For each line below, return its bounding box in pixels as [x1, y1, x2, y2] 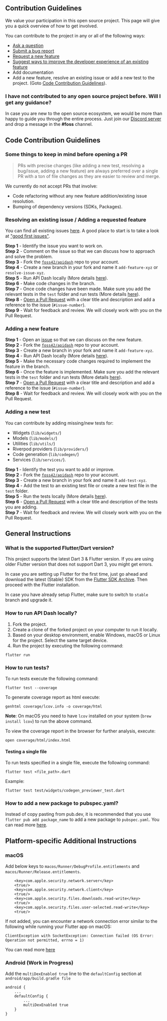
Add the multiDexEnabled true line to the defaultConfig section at [5, 970, 142, 977]
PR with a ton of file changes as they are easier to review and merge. [17, 173, 160, 179]
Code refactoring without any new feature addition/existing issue [12, 193, 147, 199]
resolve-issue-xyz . [5, 270, 45, 276]
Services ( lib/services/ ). [12, 456, 66, 462]
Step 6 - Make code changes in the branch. [5, 281, 96, 287]
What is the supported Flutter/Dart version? [5, 544, 114, 551]
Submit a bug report [12, 48, 54, 54]
